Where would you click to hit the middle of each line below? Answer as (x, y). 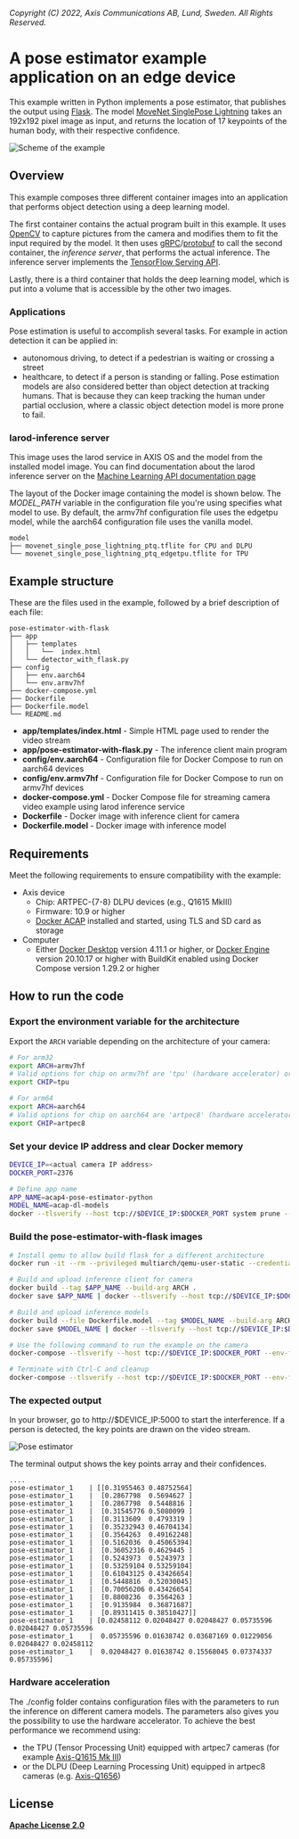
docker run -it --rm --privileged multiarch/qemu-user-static (127, 1264)
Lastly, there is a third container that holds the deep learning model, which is (149, 279)
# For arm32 (31, 1057)
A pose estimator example (108, 58)
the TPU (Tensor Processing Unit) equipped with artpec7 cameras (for (151, 1747)
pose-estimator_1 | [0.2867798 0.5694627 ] (101, 1496)
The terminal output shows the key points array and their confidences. (138, 1464)
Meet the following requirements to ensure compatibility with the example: (145, 875)
